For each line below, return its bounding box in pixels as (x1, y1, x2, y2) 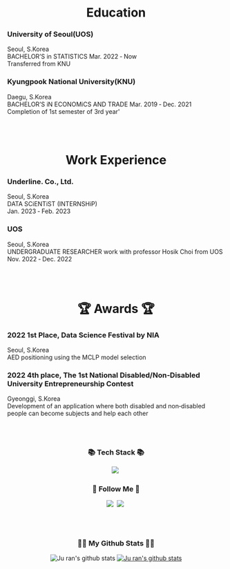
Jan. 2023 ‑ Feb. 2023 (7, 207, 71, 215)
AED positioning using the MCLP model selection (7, 353, 146, 361)
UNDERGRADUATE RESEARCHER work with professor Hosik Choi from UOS (7, 247, 223, 256)
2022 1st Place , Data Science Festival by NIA (7, 330, 160, 339)
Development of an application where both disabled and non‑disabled (7, 402, 206, 410)
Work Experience (65, 152, 167, 168)
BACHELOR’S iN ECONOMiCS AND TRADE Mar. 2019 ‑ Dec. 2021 (7, 100, 192, 108)
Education (86, 5, 146, 21)
